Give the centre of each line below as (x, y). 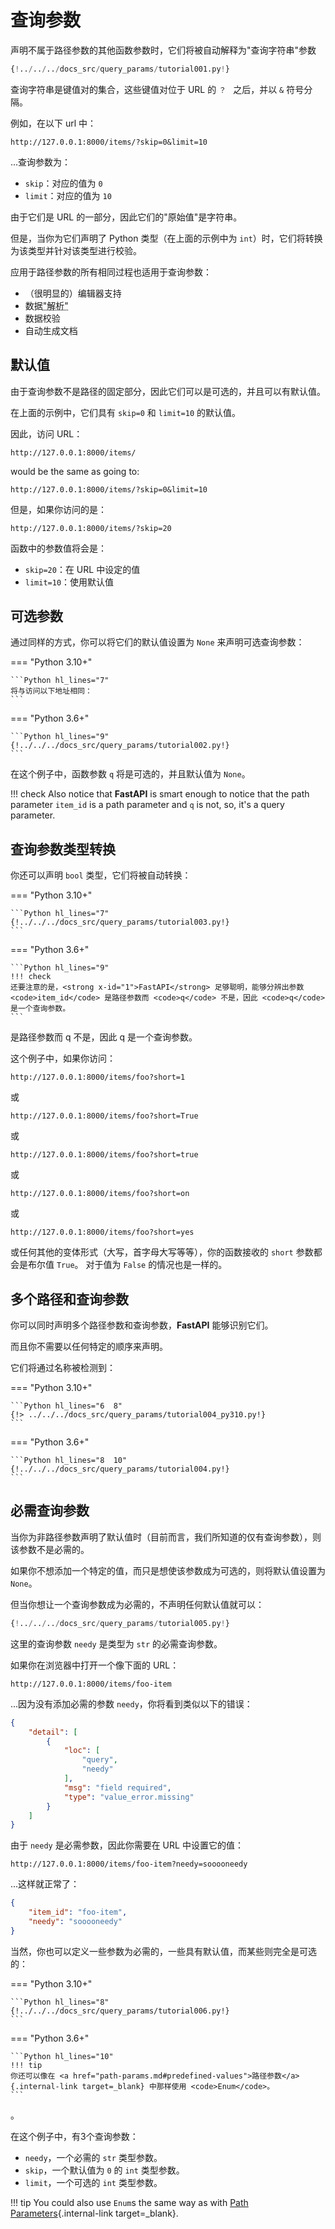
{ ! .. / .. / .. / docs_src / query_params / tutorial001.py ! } (120, 69)
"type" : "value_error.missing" (129, 1797)
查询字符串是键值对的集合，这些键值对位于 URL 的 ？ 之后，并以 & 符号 (157, 89)
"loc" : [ (82, 1751)
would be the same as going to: (75, 471)
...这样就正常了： (45, 1884)
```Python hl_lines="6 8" (66, 1406)
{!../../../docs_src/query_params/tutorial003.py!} (120, 922)
